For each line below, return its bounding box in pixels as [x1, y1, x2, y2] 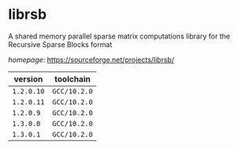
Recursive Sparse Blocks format [8, 39, 113, 49]
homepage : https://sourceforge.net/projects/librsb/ [8, 55, 175, 64]
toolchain [54, 73, 91, 84]
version [13, 73, 43, 84]
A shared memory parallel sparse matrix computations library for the [8, 31, 231, 41]
